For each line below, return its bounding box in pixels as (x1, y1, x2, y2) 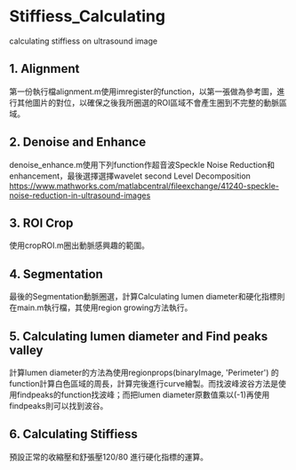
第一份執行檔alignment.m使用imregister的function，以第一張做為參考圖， (9, 86, 277, 97)
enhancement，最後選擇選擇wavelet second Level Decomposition (9, 171, 252, 181)
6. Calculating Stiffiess (9, 426, 138, 442)
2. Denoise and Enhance (9, 135, 147, 150)
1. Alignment (9, 61, 80, 76)
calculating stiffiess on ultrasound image (9, 36, 158, 46)
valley (9, 342, 44, 357)
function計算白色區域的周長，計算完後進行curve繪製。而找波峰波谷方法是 (9, 378, 278, 388)
